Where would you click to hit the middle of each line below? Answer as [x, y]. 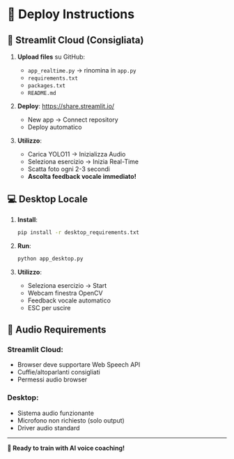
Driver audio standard [48, 428]
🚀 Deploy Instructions [71, 14]
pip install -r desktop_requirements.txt [78, 232]
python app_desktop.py [50, 258]
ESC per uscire [49, 307]
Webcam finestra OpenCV [65, 293]
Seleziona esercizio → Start [67, 285]
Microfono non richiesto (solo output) [71, 420]
